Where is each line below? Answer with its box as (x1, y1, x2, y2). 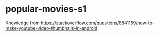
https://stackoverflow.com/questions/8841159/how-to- (40, 20, 155, 26)
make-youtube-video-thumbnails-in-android (5, 25, 98, 31)
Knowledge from (5, 20, 40, 26)
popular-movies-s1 (5, 3, 87, 15)
